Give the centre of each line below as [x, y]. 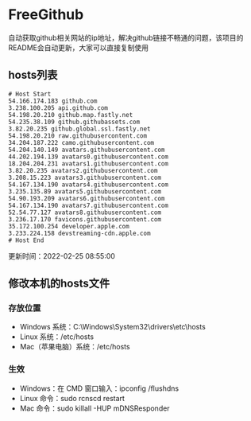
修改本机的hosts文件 [59, 284]
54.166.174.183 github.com [53, 101]
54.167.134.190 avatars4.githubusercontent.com [89, 185]
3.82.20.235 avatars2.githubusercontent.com [83, 170]
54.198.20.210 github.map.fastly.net [71, 115]
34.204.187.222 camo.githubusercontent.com [81, 142]
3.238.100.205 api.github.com [58, 108]
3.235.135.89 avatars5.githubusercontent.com [85, 191]
